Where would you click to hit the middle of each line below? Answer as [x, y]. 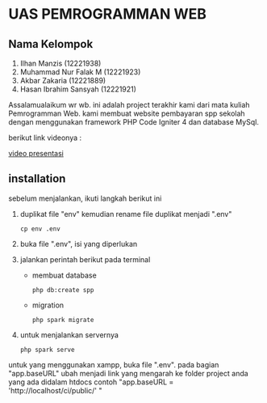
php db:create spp [63, 290]
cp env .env [40, 229]
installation [37, 179]
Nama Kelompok [51, 44]
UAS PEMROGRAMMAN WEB [108, 14]
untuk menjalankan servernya [69, 335]
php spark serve [47, 350]
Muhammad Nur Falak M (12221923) [80, 72]
